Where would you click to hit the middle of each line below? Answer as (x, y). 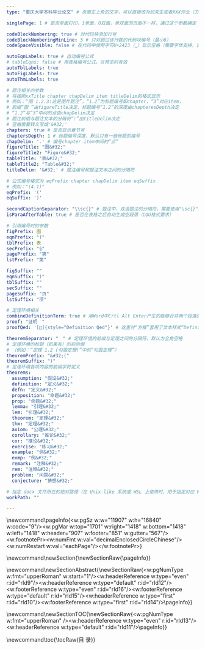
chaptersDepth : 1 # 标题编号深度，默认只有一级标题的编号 (73, 136)
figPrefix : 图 (24, 231)
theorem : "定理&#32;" (38, 418)
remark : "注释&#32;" (37, 464)
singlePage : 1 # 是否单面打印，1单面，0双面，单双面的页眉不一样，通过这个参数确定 (101, 23)
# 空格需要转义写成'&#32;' (37, 124)
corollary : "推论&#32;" (41, 435)
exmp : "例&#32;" (32, 458)
